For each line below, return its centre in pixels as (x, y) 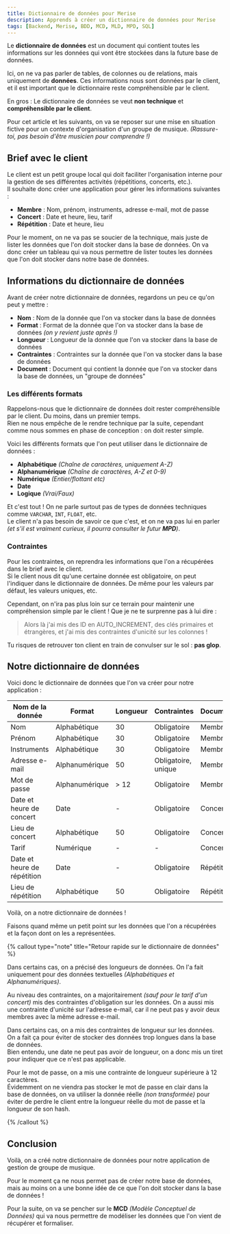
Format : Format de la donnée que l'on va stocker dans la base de (110, 325)
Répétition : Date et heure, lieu (60, 224)
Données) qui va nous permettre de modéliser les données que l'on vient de (114, 1216)
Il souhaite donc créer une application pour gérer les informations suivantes (114, 189)
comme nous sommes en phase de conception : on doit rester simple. (105, 431)
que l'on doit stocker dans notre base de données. (78, 259)
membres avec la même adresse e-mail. (64, 1017)
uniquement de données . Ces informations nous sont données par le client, (114, 81)
